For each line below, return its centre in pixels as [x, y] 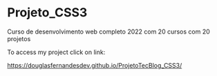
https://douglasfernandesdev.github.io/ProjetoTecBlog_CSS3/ [95, 65]
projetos [19, 38]
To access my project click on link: [56, 52]
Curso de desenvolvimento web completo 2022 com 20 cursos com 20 [109, 31]
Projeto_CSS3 [47, 13]
